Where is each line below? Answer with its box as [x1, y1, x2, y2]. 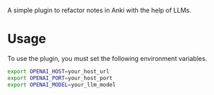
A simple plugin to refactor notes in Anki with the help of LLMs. [7, 6, 192, 14]
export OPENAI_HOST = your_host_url [7, 67, 110, 75]
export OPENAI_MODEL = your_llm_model [7, 81, 116, 88]
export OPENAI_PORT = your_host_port [7, 74, 113, 82]
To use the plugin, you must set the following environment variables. [7, 54, 208, 62]
